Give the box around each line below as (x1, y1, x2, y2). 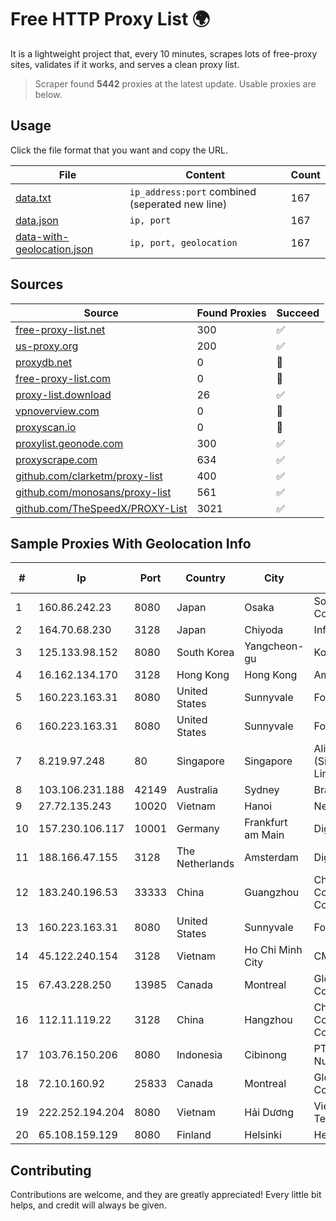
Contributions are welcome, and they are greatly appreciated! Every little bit (10, 1189, 322, 1201)
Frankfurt (244, 816, 288, 830)
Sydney (244, 783, 280, 797)
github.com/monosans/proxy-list (15, 485, 172, 499)
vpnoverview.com (15, 404, 100, 418)
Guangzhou (244, 886, 300, 900)
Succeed (276, 306, 320, 320)
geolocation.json (15, 242, 94, 256)
